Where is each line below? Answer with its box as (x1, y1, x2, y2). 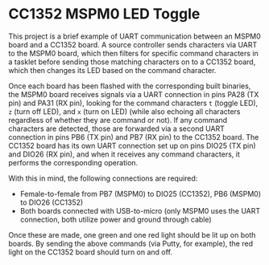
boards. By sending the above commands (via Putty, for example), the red (8, 238, 254, 248)
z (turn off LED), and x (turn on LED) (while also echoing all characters (8, 106, 241, 116)
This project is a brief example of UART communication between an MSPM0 (8, 31, 262, 41)
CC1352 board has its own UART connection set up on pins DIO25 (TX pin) (8, 141, 256, 150)
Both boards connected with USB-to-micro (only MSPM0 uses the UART (19, 206, 261, 215)
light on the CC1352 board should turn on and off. (8, 247, 173, 257)
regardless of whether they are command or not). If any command (8, 115, 228, 124)
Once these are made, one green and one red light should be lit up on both (8, 230, 256, 239)
